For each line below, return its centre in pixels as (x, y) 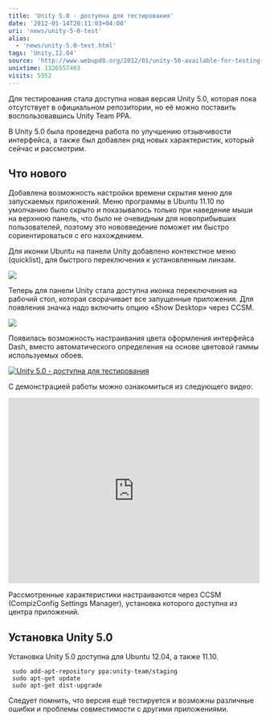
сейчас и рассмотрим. (47, 148)
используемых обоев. (46, 356)
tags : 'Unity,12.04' (43, 53)
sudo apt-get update (46, 679)
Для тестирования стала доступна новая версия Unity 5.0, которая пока (133, 98)
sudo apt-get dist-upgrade (57, 686)
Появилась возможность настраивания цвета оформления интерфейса (131, 338)
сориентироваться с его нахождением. (76, 236)
